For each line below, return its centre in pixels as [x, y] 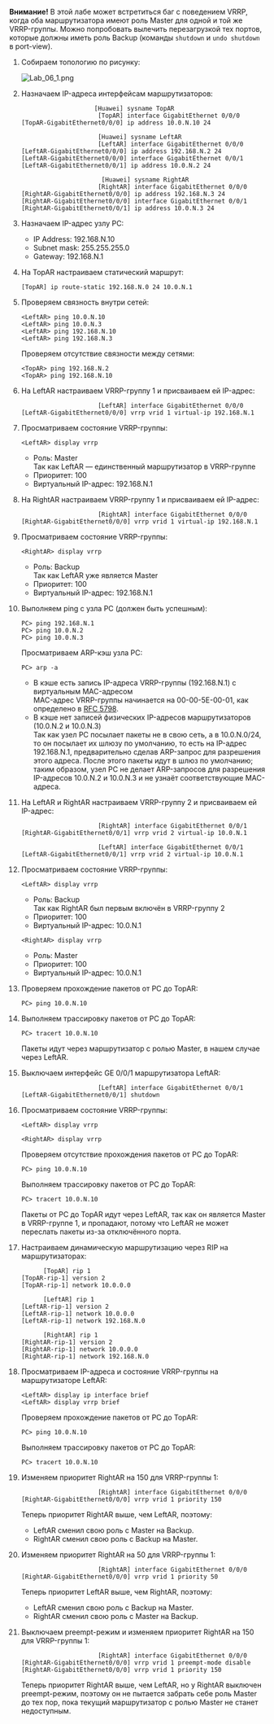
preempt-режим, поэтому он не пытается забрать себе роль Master [139, 1693]
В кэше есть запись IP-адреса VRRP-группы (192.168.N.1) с [135, 683]
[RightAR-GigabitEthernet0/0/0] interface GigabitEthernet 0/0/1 [134, 201]
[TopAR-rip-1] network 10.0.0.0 [76, 1285]
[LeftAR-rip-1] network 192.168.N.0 [83, 1321]
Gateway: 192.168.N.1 [68, 256]
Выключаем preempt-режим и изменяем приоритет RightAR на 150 [137, 1632]
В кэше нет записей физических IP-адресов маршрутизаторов [142, 717]
